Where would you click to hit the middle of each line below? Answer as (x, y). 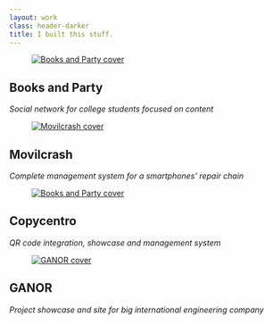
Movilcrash (41, 154)
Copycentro (43, 221)
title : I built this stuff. (62, 34)
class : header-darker (50, 26)
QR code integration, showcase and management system (115, 243)
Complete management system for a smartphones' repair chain (127, 176)
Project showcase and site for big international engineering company (137, 310)
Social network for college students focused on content (112, 109)
